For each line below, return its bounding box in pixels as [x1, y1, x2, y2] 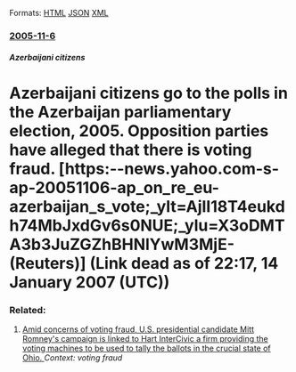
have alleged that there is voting [9, 140, 252, 159]
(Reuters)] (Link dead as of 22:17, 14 [9, 253, 279, 273]
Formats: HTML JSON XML [9, 8, 109, 18]
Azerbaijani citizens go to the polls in [9, 83, 288, 103]
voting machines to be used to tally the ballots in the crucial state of [21, 343, 272, 353]
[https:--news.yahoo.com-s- [58, 158, 279, 179]
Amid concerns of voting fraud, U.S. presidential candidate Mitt [21, 324, 254, 335]
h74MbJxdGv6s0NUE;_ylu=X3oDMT [9, 215, 285, 235]
